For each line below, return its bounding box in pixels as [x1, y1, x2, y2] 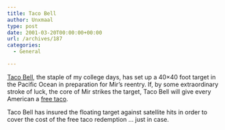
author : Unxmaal [7, 16, 53, 23]
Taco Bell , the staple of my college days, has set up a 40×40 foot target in [7, 73, 216, 81]
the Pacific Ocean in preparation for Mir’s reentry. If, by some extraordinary [7, 80, 219, 88]
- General [13, 49, 41, 55]
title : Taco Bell [7, 10, 57, 17]
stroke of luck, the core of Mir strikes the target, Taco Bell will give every [7, 87, 211, 96]
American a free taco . [7, 94, 68, 103]
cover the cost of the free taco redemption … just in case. [7, 115, 170, 123]
